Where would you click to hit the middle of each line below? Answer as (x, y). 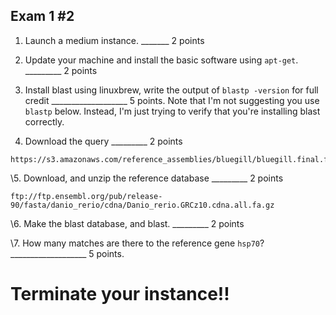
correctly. (44, 121)
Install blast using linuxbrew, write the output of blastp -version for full (171, 90)
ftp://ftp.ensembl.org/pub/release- (86, 196)
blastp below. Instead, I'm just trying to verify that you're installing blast (172, 111)
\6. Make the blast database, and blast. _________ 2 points (127, 223)
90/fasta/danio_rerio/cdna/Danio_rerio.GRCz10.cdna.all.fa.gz (142, 205)
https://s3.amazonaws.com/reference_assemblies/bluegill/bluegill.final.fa (171, 159)
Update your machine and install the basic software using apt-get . (161, 60)
